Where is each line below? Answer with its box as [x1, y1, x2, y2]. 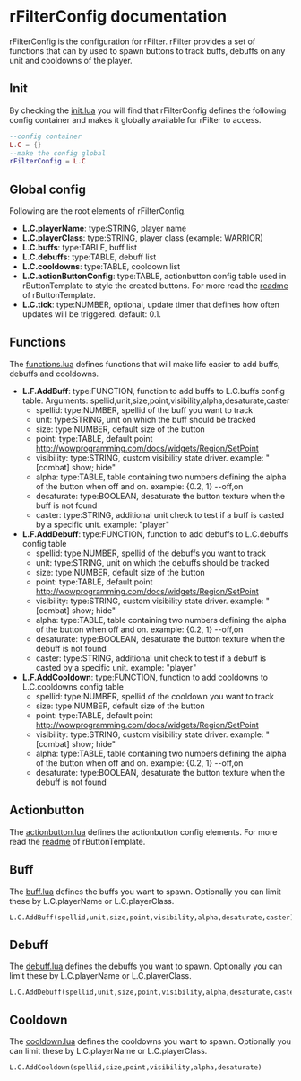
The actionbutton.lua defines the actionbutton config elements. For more [9, 826, 278, 837]
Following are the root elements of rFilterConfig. [9, 206, 186, 216]
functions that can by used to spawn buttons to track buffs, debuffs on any [9, 45, 286, 56]
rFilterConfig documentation [9, 6, 228, 27]
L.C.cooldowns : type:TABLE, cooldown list [21, 261, 181, 272]
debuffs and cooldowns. [9, 368, 99, 379]
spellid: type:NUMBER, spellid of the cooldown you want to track [35, 690, 275, 701]
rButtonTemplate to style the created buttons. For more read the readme [21, 280, 288, 291]
